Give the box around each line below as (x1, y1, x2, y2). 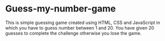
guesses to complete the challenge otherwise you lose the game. (5, 30, 142, 36)
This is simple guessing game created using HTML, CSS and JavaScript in (5, 19, 160, 25)
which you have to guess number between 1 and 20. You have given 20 (5, 24, 154, 30)
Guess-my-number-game (5, 3, 116, 14)
